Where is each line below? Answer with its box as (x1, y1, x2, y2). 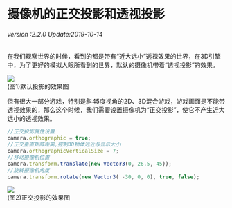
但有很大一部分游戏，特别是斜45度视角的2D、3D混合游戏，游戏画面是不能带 (7, 97, 225, 106)
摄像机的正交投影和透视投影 (7, 6, 166, 22)
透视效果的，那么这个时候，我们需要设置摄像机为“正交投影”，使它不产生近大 (7, 106, 225, 114)
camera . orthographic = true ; (7, 135, 91, 142)
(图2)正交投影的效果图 (7, 193, 71, 202)
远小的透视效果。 (7, 115, 56, 123)
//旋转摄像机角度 (7, 167, 50, 173)
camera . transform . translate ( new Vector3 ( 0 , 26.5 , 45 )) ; (7, 160, 172, 167)
